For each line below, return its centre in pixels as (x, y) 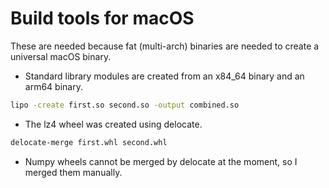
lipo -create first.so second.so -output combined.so (125, 105)
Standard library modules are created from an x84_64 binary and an (164, 76)
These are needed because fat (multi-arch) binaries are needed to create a (165, 46)
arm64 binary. (53, 86)
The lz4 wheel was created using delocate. (113, 124)
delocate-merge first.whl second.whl (89, 142)
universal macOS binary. (61, 56)
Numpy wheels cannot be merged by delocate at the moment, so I (161, 161)
